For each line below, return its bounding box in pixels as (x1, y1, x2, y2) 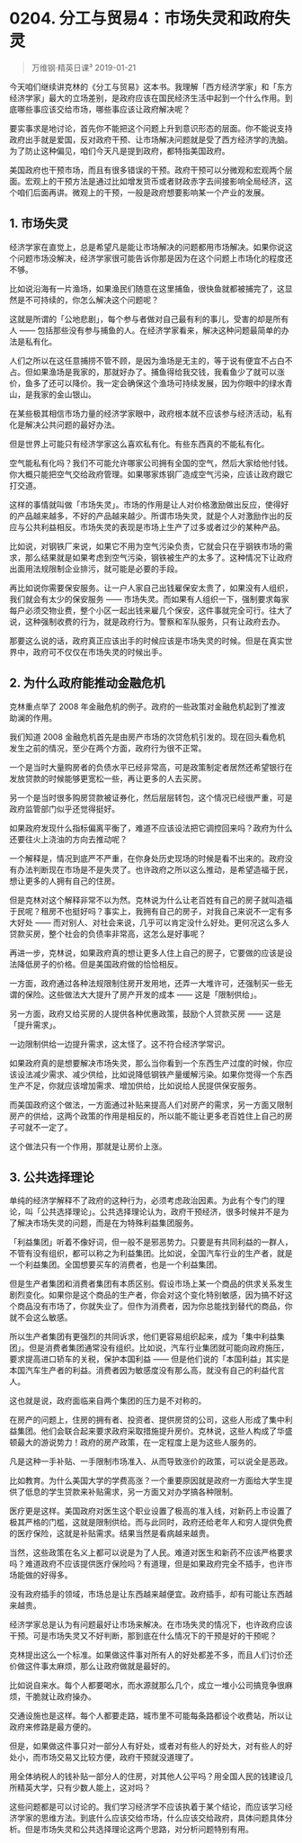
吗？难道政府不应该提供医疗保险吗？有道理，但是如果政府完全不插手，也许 (9, 1559, 285, 1569)
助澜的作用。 (9, 712, 57, 723)
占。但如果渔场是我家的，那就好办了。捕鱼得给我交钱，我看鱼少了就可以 (9, 366, 277, 377)
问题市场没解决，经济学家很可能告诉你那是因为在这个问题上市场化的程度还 (16, 253, 293, 264)
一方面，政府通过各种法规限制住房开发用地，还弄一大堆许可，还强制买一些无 (9, 977, 293, 988)
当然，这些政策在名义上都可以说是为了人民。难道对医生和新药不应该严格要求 (9, 1547, 293, 1558)
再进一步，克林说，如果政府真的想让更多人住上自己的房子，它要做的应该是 (9, 947, 285, 958)
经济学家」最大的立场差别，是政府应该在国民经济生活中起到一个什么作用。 (9, 92, 285, 103)
